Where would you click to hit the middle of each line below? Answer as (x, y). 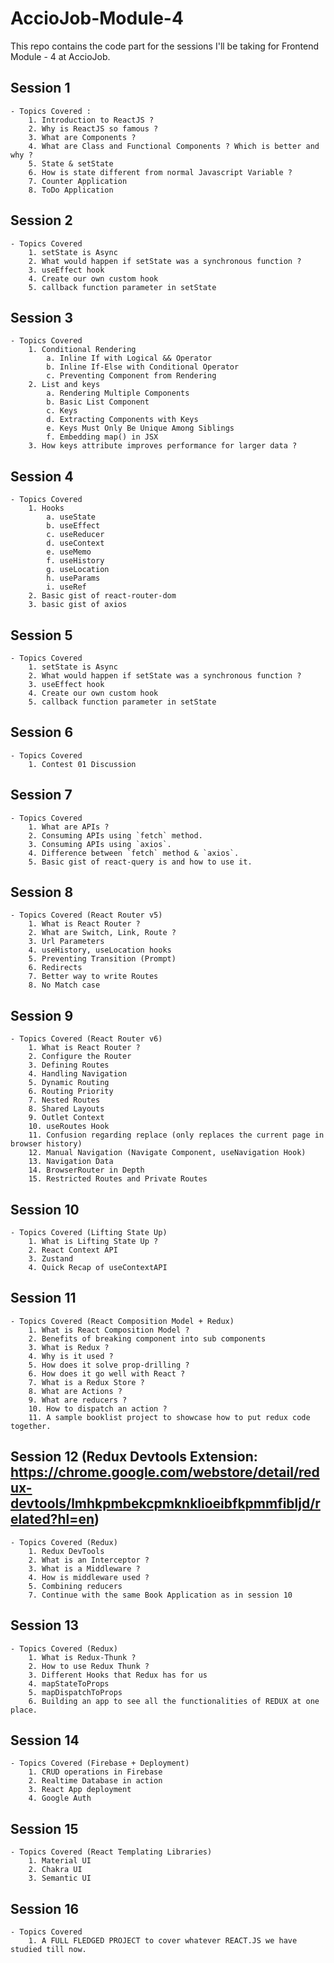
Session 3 (41, 317)
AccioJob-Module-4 (97, 18)
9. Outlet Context (66, 1118)
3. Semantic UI (60, 1878)
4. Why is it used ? (71, 1356)
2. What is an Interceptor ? (89, 1560)
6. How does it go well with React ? (107, 1373)
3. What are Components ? (82, 137)
